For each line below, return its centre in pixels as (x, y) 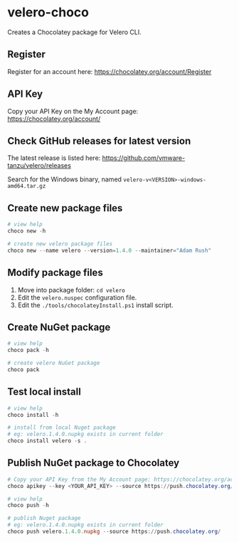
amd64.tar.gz (27, 186)
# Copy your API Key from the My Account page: (79, 479)
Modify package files (55, 273)
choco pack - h (28, 350)
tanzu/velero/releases (39, 166)
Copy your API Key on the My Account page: (73, 111)
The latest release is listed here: (54, 158)
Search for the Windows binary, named (65, 179)
